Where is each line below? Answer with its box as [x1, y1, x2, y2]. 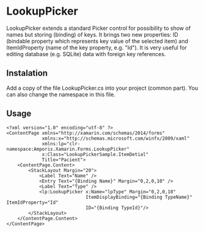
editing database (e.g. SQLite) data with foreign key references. [6, 50, 166, 57]
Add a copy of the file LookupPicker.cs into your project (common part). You [6, 84, 199, 91]
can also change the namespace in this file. [6, 90, 116, 98]
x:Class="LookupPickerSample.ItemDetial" [42, 151, 149, 157]
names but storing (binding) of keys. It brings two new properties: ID [6, 30, 178, 38]
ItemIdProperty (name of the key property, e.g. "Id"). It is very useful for [6, 44, 188, 51]
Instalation [6, 68, 48, 79]
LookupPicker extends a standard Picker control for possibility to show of [6, 24, 191, 32]
